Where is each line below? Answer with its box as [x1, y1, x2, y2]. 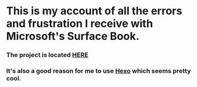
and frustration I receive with [6, 17, 153, 30]
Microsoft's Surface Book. [6, 30, 140, 43]
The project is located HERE [6, 51, 89, 59]
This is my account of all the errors [6, 4, 183, 18]
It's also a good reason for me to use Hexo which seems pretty [6, 67, 192, 75]
